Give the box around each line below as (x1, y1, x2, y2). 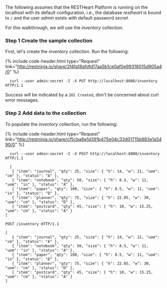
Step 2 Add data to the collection (5, 110, 86, 117)
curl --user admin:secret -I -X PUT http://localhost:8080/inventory (9, 79, 157, 84)
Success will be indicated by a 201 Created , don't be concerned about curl (5, 92, 159, 98)
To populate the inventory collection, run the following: (5, 121, 117, 127)
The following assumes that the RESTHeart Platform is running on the (5, 5, 148, 10)
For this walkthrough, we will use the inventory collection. (5, 25, 123, 31)
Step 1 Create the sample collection (5, 37, 92, 44)
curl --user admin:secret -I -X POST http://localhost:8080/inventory (9, 151, 160, 156)
